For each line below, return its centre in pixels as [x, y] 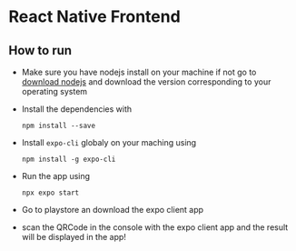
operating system [54, 91]
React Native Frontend [94, 17]
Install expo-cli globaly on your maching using [109, 142]
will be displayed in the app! [74, 237]
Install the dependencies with [77, 109]
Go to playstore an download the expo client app [113, 210]
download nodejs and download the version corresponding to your [146, 82]
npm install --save [59, 125]
